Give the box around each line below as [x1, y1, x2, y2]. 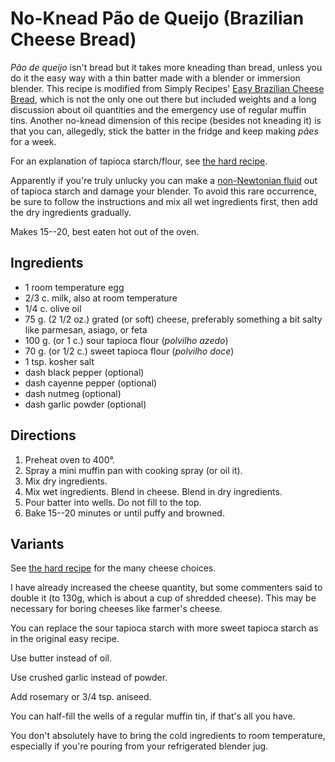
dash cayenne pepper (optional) [24, 377, 158, 389]
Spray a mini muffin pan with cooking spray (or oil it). [24, 464, 243, 476]
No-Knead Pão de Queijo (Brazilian [10, 7, 305, 30]
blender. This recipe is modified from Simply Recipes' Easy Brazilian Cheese [10, 82, 325, 94]
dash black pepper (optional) [24, 366, 145, 378]
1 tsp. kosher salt [24, 355, 95, 367]
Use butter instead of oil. [10, 652, 113, 664]
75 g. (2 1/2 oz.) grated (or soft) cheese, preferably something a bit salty [24, 313, 323, 325]
